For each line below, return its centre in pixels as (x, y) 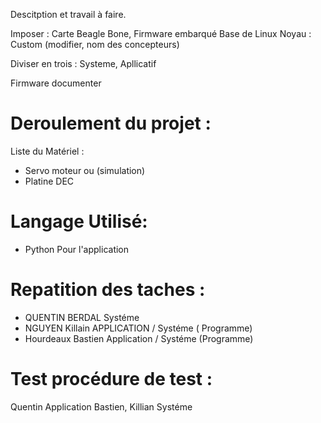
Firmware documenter (56, 83)
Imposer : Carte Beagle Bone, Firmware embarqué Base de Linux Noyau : (161, 33)
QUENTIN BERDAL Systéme (82, 317)
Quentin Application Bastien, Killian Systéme (101, 406)
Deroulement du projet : (111, 123)
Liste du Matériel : (47, 151)
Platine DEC (49, 181)
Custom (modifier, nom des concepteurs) (95, 44)
